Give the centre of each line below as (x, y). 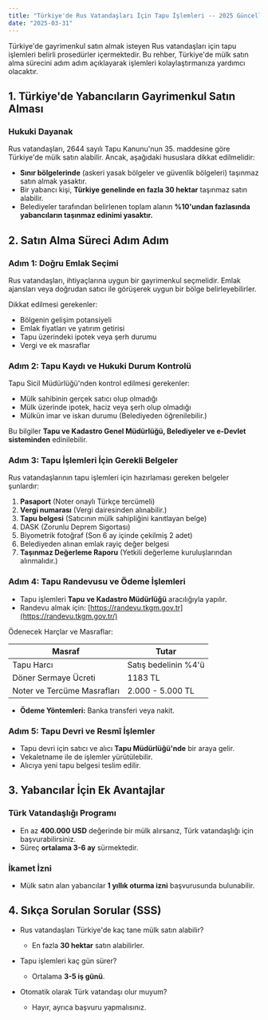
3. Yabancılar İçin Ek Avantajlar (87, 791)
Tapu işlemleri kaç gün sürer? (68, 961)
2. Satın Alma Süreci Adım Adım (89, 240)
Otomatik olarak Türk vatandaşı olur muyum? (93, 991)
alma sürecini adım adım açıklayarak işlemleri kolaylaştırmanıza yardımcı (127, 63)
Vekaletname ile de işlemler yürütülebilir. (86, 757)
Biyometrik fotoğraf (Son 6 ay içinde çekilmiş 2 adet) (106, 536)
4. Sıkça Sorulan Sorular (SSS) (85, 911)
